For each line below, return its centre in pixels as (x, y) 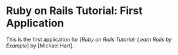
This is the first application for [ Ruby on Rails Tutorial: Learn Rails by (89, 39)
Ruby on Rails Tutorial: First (74, 11)
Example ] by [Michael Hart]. (40, 46)
